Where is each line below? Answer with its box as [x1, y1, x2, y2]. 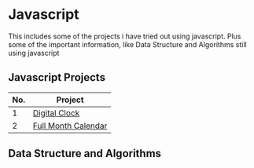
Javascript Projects [8, 71, 106, 84]
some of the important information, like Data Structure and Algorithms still [8, 39, 247, 49]
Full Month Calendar [32, 120, 108, 131]
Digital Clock [32, 108, 80, 119]
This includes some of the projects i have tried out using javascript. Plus [8, 31, 241, 41]
